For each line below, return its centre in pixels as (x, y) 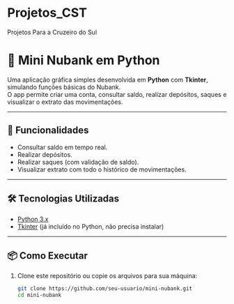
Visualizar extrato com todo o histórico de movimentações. (102, 169)
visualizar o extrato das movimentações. (65, 102)
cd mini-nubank (39, 295)
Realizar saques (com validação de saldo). (78, 162)
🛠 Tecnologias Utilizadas (63, 199)
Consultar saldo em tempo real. (62, 147)
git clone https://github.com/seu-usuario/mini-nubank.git (105, 289)
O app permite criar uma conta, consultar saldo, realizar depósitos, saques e (117, 94)
